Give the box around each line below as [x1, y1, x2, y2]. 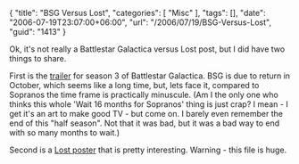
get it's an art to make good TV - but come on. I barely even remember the [9, 109, 284, 119]
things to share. [9, 53, 67, 63]
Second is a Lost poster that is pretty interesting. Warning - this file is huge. [9, 144, 287, 155]
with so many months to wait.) [9, 127, 120, 137]
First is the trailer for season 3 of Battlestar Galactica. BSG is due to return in [9, 70, 291, 81]
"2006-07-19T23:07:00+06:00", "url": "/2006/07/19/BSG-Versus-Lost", [9, 17, 272, 28]
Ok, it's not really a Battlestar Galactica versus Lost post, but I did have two [9, 44, 286, 54]
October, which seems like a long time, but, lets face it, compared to [9, 80, 260, 90]
